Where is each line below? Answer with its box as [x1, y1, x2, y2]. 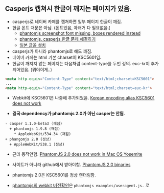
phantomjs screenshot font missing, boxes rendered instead [19, 30, 141, 36]
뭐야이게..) [32, 67, 52, 72]
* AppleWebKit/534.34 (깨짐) [14, 132, 71, 137]
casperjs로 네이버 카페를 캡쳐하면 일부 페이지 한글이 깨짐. [12, 19, 122, 24]
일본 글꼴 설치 [19, 42, 46, 48]
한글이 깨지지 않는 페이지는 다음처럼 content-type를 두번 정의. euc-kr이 [12, 60, 150, 66]
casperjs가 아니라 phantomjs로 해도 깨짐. [12, 48, 93, 54]
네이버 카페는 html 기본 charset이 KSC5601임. [12, 54, 102, 60]
